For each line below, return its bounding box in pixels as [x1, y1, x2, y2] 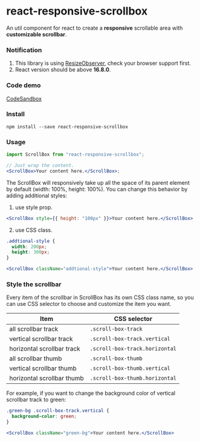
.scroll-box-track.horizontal [89, 345, 177, 352]
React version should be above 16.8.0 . [15, 66, 111, 73]
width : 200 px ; [11, 243, 47, 249]
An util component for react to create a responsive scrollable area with [6, 24, 183, 31]
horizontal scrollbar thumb [9, 374, 85, 383]
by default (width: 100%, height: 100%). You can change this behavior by [6, 185, 188, 193]
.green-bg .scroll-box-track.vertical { [6, 407, 110, 414]
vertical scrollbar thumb [9, 364, 77, 373]
